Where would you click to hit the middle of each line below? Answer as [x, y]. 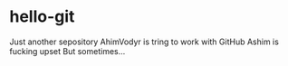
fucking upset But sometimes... [67, 51]
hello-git [42, 17]
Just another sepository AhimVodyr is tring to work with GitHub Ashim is [144, 42]
